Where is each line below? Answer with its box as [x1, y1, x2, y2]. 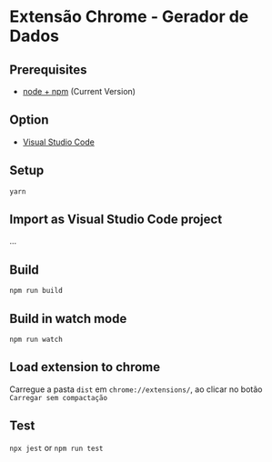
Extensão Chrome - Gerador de [9, 6, 249, 27]
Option [9, 112, 49, 128]
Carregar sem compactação [9, 393, 107, 402]
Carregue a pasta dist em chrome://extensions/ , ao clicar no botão [9, 384, 263, 395]
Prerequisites [9, 62, 87, 77]
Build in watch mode [9, 311, 127, 326]
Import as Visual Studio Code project [9, 212, 223, 227]
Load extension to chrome [9, 359, 161, 375]
